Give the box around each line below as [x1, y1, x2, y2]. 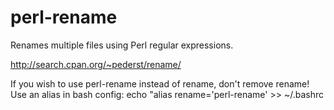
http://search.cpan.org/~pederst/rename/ [10, 58, 182, 70]
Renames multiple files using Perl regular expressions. [10, 39, 234, 51]
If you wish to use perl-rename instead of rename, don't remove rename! [10, 77, 310, 90]
